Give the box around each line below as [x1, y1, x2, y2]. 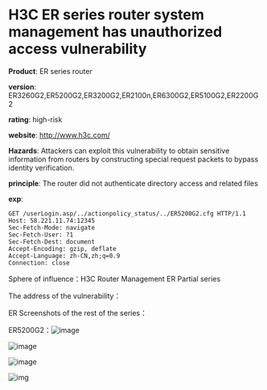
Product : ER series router [8, 66, 92, 76]
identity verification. [8, 162, 75, 172]
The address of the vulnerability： [8, 291, 121, 301]
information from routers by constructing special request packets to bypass [8, 154, 259, 164]
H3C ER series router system [8, 6, 205, 24]
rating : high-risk [8, 114, 63, 124]
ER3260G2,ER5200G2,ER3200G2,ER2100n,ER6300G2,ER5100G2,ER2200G [8, 90, 259, 100]
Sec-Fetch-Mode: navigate [8, 224, 95, 232]
